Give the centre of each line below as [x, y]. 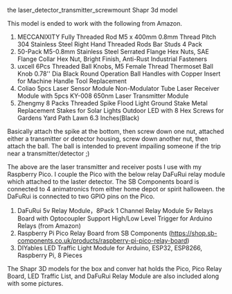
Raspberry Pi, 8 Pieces [50, 255]
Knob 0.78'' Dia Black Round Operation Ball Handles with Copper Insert [119, 73]
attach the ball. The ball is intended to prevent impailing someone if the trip [114, 146]
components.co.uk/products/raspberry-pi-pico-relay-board [102, 241]
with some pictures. [35, 283]
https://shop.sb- [194, 233]
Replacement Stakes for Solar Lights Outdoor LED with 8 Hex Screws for [121, 111]
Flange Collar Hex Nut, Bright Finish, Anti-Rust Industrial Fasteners [112, 59]
